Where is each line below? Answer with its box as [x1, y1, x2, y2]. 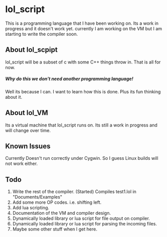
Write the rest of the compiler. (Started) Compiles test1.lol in [12, 189, 137, 195]
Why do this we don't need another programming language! [5, 76, 133, 82]
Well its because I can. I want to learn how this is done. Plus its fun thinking [5, 88, 161, 94]
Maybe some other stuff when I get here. [12, 226, 98, 232]
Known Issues [5, 142, 51, 150]
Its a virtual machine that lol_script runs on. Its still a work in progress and [5, 122, 157, 128]
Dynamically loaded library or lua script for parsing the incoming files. [12, 221, 157, 227]
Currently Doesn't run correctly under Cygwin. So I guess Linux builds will [5, 155, 158, 161]
